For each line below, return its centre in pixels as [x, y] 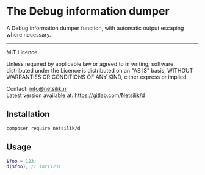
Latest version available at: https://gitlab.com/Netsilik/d [76, 95]
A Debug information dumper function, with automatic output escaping [95, 28]
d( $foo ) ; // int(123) [34, 167]
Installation [28, 114]
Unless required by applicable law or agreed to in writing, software [90, 64]
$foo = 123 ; [21, 161]
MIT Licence [22, 52]
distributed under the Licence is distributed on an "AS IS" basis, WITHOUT [100, 70]
